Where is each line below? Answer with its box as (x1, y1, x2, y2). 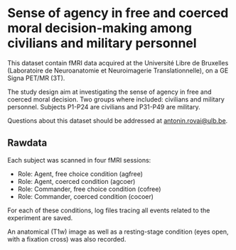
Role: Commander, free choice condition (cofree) (17, 185, 161, 193)
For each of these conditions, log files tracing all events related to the (7, 206, 210, 214)
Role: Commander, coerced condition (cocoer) (17, 192, 154, 200)
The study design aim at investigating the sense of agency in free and (7, 87, 212, 96)
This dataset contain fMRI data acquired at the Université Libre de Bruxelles (7, 58, 229, 67)
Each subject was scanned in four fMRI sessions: (7, 156, 151, 164)
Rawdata (7, 137, 48, 149)
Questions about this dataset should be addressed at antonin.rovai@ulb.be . (7, 116, 228, 125)
